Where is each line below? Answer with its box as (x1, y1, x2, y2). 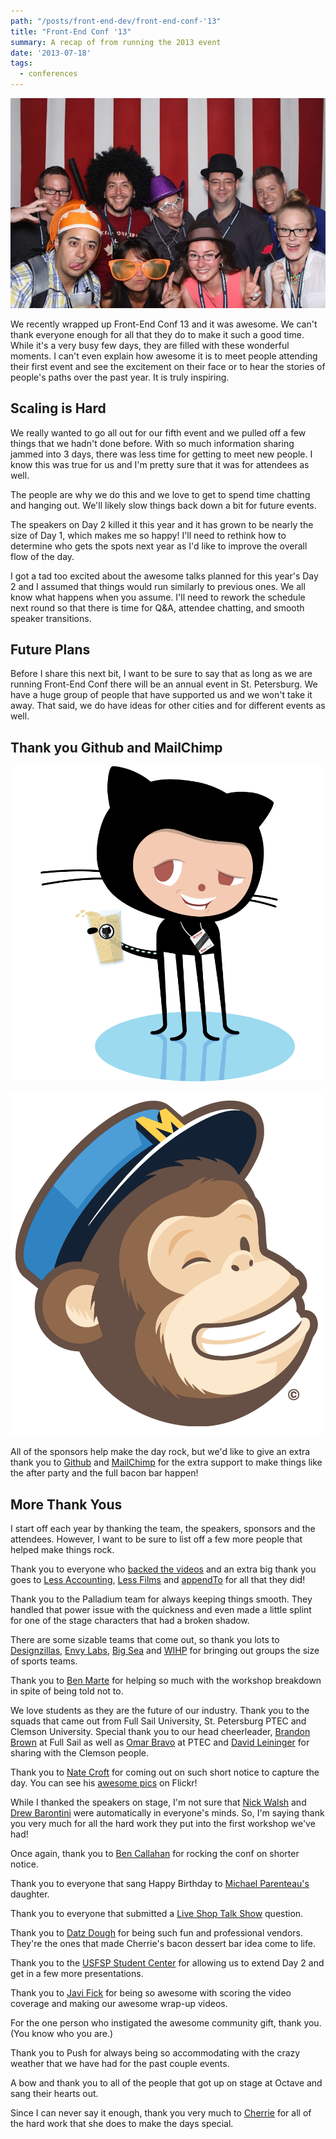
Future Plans (10, 641, 91, 658)
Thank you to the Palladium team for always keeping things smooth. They (10, 1593, 313, 1605)
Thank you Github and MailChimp (10, 739, 223, 756)
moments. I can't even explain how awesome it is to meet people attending (10, 350, 318, 362)
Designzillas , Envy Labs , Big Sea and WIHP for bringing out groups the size (10, 1645, 320, 1657)
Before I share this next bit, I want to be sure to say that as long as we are (10, 668, 313, 680)
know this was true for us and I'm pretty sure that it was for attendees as (10, 458, 310, 470)
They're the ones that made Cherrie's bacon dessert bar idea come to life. (10, 1938, 316, 1950)
